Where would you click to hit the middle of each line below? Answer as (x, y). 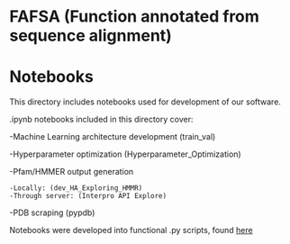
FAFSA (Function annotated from (134, 17)
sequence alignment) (91, 36)
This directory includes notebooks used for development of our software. (145, 102)
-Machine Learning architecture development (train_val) (113, 137)
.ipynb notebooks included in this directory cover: (101, 120)
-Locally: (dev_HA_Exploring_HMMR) (76, 188)
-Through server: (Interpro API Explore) (88, 196)
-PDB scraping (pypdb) (52, 212)
